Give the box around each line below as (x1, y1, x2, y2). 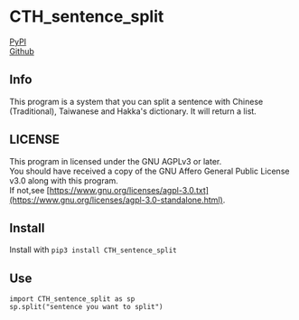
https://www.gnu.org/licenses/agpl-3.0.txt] (49, 184, 210, 195)
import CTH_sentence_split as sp (9, 295, 135, 304)
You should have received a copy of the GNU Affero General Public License (9, 165, 290, 176)
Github (9, 45, 34, 56)
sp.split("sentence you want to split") (9, 303, 164, 312)
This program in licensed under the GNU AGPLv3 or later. (9, 155, 222, 166)
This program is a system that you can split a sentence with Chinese (9, 96, 264, 107)
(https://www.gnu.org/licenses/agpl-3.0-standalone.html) (9, 194, 223, 205)
